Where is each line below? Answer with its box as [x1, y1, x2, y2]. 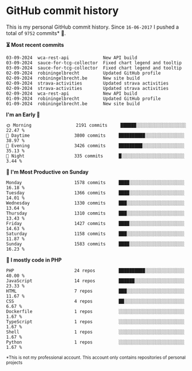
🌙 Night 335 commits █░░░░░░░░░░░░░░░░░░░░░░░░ [6, 153, 184, 159]
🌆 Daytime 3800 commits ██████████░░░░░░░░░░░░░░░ [6, 133, 184, 138]
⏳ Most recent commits [6, 41, 64, 48]
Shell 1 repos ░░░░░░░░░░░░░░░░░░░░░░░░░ [6, 329, 184, 335]
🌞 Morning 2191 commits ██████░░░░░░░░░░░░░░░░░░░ [6, 122, 186, 128]
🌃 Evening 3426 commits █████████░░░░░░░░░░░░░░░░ [6, 143, 184, 148]
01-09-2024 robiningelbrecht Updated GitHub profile [6, 95, 161, 102]
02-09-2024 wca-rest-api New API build [6, 91, 138, 96]
